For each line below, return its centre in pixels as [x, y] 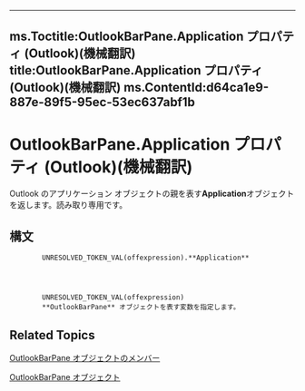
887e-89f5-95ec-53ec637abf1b [102, 102]
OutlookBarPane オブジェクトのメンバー [85, 357]
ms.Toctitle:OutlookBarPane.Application [127, 37]
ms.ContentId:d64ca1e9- [197, 88]
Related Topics [52, 335]
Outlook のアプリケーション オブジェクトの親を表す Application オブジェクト [152, 194]
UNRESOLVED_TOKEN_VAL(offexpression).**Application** [146, 258]
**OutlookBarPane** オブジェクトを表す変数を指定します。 [141, 308]
